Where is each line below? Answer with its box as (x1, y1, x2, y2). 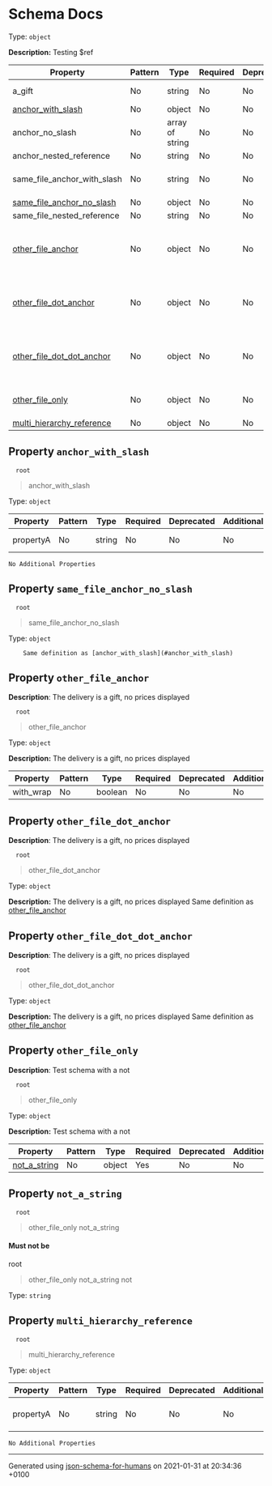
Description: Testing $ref (8, 47, 94, 57)
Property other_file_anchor (8, 671, 150, 684)
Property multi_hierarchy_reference (8, 1314, 193, 1328)
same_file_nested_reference (12, 210, 120, 221)
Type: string (8, 1290, 51, 1300)
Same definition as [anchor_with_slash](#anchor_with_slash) (23, 649, 233, 657)
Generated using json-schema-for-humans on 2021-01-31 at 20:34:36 (8, 1461, 242, 1471)
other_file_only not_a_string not (28, 1275, 132, 1284)
